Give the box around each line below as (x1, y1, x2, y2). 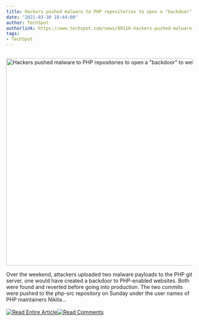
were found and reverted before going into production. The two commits (6, 284, 183, 290)
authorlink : (6, 25, 36, 31)
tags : (6, 31, 20, 37)
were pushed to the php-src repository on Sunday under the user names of (6, 290, 190, 297)
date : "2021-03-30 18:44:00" (6, 14, 78, 20)
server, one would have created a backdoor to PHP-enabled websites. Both (6, 277, 190, 284)
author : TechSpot (6, 20, 49, 25)
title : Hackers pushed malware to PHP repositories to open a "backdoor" (6, 8, 192, 15)
